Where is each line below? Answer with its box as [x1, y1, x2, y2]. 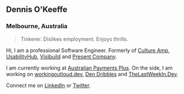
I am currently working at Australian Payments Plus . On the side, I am [6, 64, 173, 71]
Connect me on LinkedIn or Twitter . [6, 82, 91, 89]
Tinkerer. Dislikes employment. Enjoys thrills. [20, 35, 128, 43]
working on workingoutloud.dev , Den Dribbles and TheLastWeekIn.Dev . [6, 70, 179, 78]
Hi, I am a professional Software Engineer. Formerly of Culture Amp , [6, 47, 170, 54]
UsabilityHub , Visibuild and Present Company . [6, 53, 117, 60]
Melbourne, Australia [6, 22, 68, 30]
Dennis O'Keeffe [6, 5, 67, 15]
